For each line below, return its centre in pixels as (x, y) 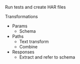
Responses (23, 52)
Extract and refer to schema (47, 57)
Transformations (21, 16)
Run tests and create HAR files (36, 7)
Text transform (34, 42)
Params (20, 26)
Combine (28, 47)
